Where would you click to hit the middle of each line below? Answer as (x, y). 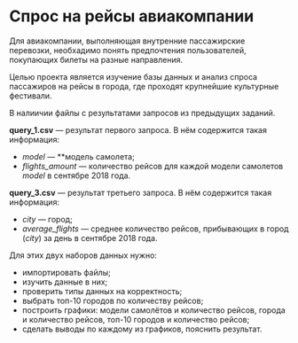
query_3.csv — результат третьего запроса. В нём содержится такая (141, 192)
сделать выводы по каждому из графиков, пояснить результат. (142, 329)
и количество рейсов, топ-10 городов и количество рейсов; (136, 319)
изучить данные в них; (65, 282)
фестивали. (31, 96)
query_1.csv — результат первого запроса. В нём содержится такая (138, 129)
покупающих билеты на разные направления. (96, 59)
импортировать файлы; (66, 272)
